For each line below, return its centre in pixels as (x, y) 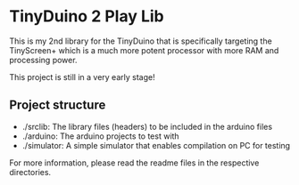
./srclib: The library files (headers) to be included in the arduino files (147, 126)
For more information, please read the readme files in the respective (134, 163)
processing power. (43, 60)
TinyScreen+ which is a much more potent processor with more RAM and (144, 50)
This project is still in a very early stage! (82, 76)
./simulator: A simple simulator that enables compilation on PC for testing (156, 145)
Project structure (58, 105)
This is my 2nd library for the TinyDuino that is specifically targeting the (141, 41)
